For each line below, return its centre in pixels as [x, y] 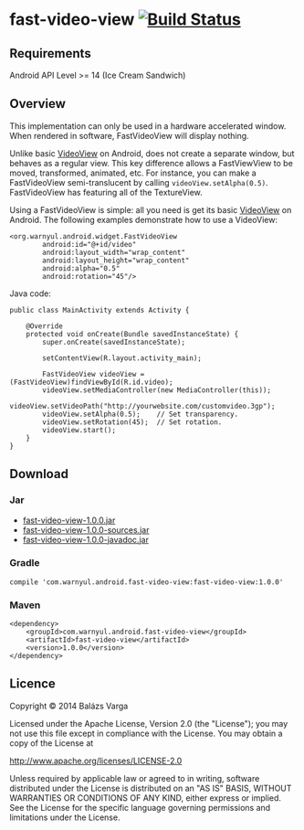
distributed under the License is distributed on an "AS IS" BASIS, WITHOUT [151, 788]
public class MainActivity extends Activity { [100, 310]
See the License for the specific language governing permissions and [140, 807]
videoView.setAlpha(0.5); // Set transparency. [141, 414]
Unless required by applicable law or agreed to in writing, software [135, 778]
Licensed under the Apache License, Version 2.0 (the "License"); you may [149, 723]
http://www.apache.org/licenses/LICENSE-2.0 [96, 761]
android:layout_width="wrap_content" [114, 252]
